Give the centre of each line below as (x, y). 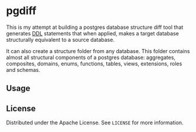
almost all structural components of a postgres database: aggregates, (91, 57)
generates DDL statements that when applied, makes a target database (92, 33)
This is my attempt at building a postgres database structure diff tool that (95, 27)
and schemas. (23, 70)
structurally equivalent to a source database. (61, 39)
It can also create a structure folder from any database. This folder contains (98, 51)
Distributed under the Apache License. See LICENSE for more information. (95, 123)
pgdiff (21, 11)
